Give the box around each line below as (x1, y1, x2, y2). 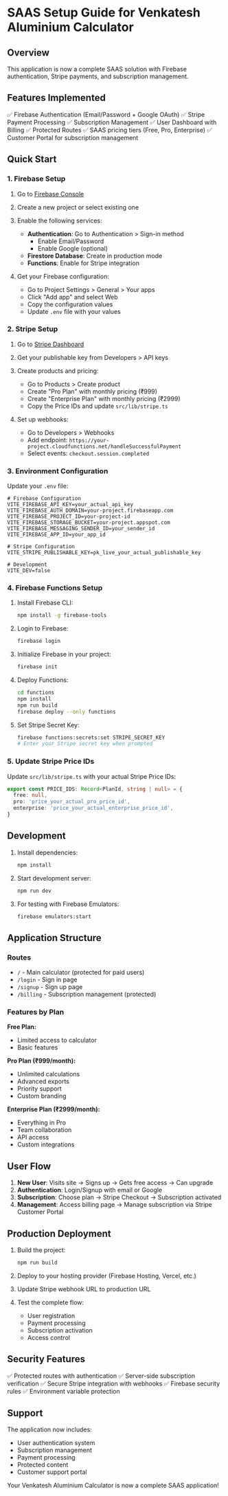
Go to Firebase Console (16, 190, 84, 198)
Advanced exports (16, 1077, 70, 1086)
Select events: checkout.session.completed (27, 449, 150, 457)
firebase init (16, 664, 58, 670)
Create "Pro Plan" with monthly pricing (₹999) (27, 387, 158, 396)
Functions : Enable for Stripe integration (27, 259, 139, 267)
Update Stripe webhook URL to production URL (16, 1284, 151, 1293)
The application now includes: (7, 1425, 93, 1433)
